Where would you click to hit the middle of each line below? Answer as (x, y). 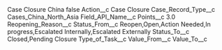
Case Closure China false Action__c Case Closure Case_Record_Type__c (111, 9)
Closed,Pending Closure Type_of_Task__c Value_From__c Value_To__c (107, 39)
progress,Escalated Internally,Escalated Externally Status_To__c (98, 32)
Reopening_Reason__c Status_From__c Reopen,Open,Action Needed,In (109, 24)
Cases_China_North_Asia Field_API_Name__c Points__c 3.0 (91, 17)
